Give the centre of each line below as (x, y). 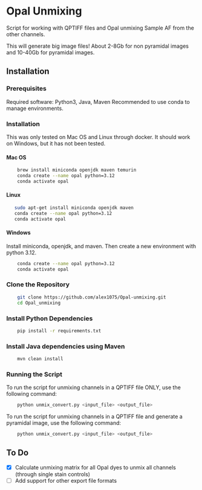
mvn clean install (40, 359)
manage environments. (35, 108)
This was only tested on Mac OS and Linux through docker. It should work (98, 137)
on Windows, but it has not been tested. (56, 143)
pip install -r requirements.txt (59, 330)
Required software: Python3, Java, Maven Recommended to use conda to (98, 102)
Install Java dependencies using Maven (66, 346)
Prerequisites (26, 89)
